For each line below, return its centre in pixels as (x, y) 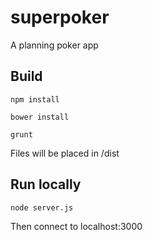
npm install (35, 99)
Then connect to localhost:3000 (76, 226)
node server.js (42, 207)
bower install (40, 117)
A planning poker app (54, 45)
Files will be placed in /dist (65, 153)
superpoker (60, 17)
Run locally (46, 184)
